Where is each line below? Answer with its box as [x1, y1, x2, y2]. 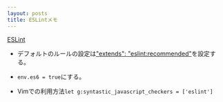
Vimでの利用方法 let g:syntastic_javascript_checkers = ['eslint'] [17, 87, 213, 95]
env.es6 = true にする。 [17, 73, 86, 81]
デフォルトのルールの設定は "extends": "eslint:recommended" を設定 [17, 49, 211, 58]
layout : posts [7, 10, 48, 17]
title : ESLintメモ [7, 16, 58, 23]
